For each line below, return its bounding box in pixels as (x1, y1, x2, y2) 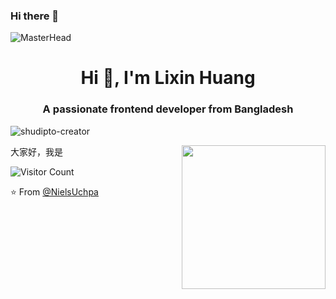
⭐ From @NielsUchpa (10, 185, 99, 198)
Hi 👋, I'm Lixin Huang (80, 67, 256, 89)
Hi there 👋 (10, 9, 60, 23)
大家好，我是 (10, 145, 63, 158)
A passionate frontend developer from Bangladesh (42, 102, 294, 116)
